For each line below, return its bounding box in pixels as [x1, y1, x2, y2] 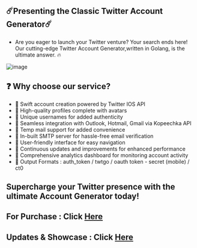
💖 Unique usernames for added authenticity [14, 113, 123, 120]
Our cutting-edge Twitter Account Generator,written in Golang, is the [14, 45, 185, 52]
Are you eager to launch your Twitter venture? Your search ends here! [14, 38, 188, 45]
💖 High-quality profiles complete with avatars [14, 107, 127, 114]
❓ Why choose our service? [6, 81, 111, 91]
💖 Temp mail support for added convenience [14, 126, 126, 133]
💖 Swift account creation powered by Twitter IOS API [14, 100, 146, 108]
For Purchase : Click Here [6, 211, 103, 222]
